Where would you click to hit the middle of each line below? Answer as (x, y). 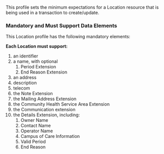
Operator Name (37, 131)
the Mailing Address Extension (45, 99)
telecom (21, 88)
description (25, 83)
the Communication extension (44, 110)
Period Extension (38, 67)
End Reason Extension (44, 72)
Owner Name (34, 120)
